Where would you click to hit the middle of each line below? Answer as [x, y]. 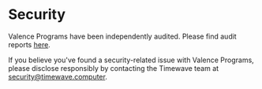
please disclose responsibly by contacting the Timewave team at [114, 68]
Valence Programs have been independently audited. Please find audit [122, 36]
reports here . [30, 44]
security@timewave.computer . [58, 76]
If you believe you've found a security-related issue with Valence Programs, [131, 60]
